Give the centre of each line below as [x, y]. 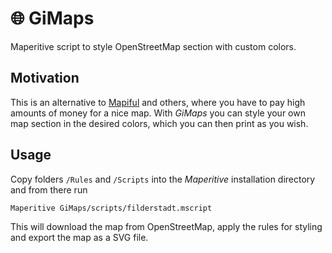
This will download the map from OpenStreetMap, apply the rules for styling [166, 226]
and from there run [49, 189]
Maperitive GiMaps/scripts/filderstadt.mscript [111, 208]
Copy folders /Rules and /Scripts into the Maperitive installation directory [163, 179]
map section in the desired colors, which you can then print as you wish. [159, 123]
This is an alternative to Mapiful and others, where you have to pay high [158, 102]
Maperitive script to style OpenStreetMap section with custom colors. [153, 46]
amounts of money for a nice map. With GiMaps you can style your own [158, 113]
